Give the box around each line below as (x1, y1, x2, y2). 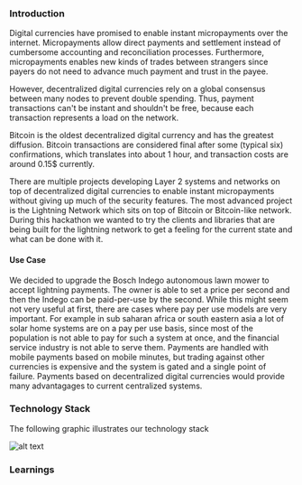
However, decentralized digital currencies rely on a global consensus (9, 84, 266, 95)
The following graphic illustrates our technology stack (9, 423, 209, 434)
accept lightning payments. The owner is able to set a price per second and (9, 284, 290, 295)
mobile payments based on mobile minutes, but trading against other (9, 351, 265, 362)
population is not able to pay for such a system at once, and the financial (9, 332, 279, 343)
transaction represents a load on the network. (9, 112, 179, 124)
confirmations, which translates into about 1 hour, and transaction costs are (9, 149, 288, 160)
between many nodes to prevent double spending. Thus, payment (9, 93, 254, 104)
